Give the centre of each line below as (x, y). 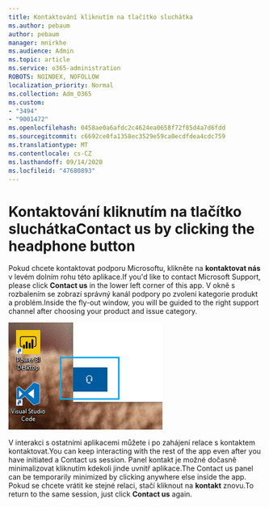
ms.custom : (27, 102)
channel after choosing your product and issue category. (103, 311)
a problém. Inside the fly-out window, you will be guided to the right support (134, 302)
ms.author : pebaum (39, 25)
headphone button (72, 246)
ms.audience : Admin (41, 51)
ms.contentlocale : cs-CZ (50, 154)
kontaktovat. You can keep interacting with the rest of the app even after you (134, 451)
